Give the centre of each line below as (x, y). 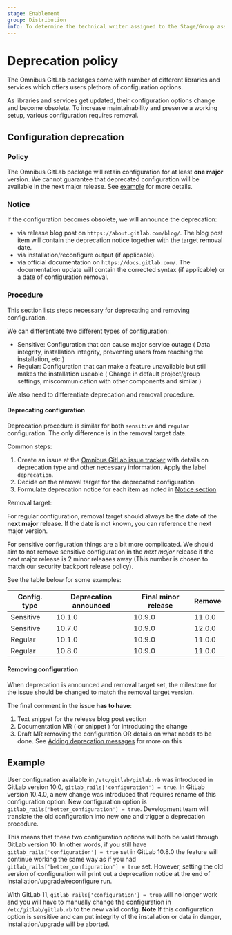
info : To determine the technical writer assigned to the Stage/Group (111, 26)
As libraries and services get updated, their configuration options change (111, 100)
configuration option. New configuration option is (77, 801)
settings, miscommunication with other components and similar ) (109, 381)
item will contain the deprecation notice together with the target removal (120, 240)
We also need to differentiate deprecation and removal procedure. (101, 394)
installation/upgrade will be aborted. (58, 924)
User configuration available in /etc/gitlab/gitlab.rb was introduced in (110, 779)
